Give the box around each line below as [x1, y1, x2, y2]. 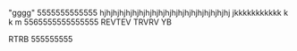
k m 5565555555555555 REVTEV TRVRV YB [8, 17, 172, 27]
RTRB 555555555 [8, 34, 73, 44]
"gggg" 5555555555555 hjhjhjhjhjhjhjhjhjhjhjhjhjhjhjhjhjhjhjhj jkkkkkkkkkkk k [8, 8, 288, 18]
